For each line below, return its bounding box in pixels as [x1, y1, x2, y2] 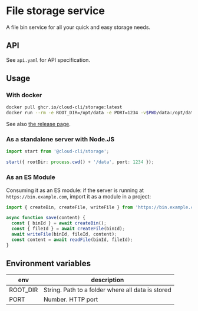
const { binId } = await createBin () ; [11, 220, 107, 226]
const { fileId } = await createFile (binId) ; [11, 226, 126, 232]
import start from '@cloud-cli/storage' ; [6, 148, 110, 154]
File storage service [6, 4, 105, 18]
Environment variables [6, 259, 91, 269]
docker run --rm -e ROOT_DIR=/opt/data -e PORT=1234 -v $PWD [6, 110, 157, 116]
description [91, 276, 124, 284]
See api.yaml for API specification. [6, 56, 90, 63]
